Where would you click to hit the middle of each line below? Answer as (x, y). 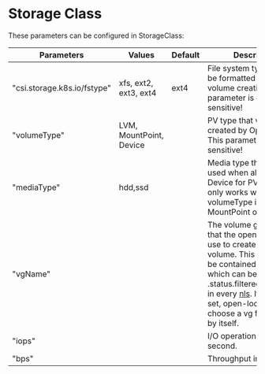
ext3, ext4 (138, 93)
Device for (227, 182)
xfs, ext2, (136, 83)
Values (142, 54)
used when (228, 172)
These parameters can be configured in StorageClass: (96, 35)
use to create (232, 244)
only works (228, 192)
